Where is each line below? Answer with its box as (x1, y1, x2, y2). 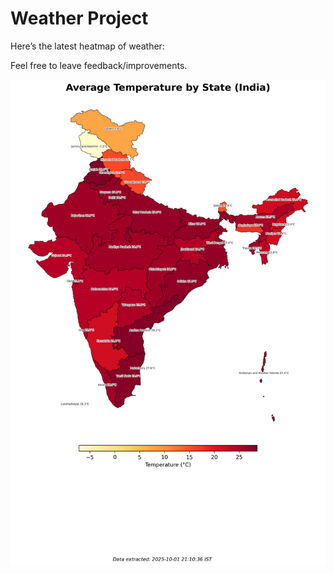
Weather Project (10, 7, 149, 30)
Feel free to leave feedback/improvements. (10, 59, 188, 71)
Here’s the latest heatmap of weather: (10, 40, 165, 52)
